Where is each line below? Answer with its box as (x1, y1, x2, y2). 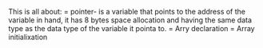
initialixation (8, 32, 48, 42)
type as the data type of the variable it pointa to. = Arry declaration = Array (8, 24, 255, 33)
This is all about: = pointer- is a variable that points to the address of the (8, 7, 246, 16)
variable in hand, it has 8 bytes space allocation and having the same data (8, 15, 253, 25)
